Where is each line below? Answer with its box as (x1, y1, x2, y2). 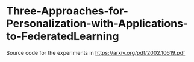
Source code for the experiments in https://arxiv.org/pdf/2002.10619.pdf (6, 49, 186, 56)
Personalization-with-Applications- (6, 17, 189, 30)
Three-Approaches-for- (6, 4, 128, 18)
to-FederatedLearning (6, 30, 119, 43)
